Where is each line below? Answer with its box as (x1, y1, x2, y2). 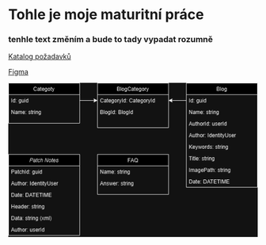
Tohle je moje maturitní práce (8, 6, 204, 24)
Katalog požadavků (8, 52, 71, 61)
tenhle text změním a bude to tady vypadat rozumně (8, 34, 214, 45)
